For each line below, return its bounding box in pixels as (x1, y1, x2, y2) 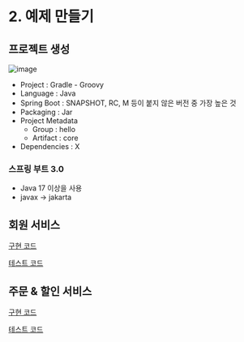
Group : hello (32, 125, 75, 134)
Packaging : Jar (19, 107, 73, 117)
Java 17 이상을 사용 (19, 183, 83, 193)
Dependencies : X (19, 142, 80, 151)
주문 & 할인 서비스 (8, 284, 92, 298)
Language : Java (19, 88, 76, 98)
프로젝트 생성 (8, 42, 71, 56)
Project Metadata (19, 116, 79, 126)
